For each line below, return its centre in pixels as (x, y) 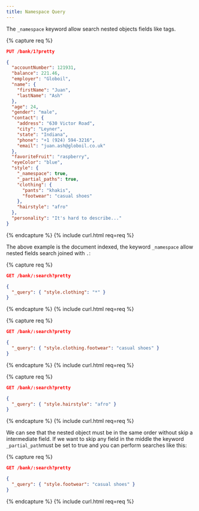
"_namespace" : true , (43, 174)
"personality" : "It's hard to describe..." (67, 218)
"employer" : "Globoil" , (41, 79)
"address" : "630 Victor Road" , (56, 123)
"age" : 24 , (25, 107)
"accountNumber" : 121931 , (44, 68)
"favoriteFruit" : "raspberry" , (51, 157)
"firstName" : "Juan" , (44, 90)
